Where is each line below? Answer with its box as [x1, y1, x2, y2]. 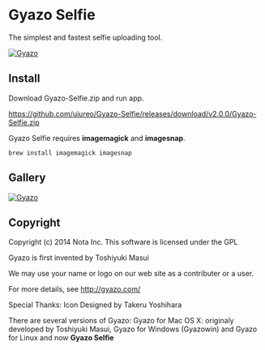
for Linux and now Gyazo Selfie [8, 333, 114, 343]
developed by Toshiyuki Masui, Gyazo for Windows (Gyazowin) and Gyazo [8, 324, 258, 334]
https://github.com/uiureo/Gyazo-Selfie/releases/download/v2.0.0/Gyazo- [8, 109, 257, 118]
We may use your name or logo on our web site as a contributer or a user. [8, 269, 254, 279]
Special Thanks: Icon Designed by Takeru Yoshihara [8, 300, 182, 309]
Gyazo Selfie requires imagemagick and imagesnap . [8, 133, 186, 143]
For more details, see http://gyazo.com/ [8, 284, 141, 294]
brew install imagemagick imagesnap [8, 148, 132, 157]
